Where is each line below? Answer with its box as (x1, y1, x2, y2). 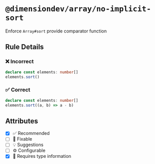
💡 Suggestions (12, 142, 44, 148)
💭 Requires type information (12, 153, 72, 159)
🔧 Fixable (12, 136, 33, 142)
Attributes (5, 117, 38, 125)
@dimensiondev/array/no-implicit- (5, 4, 151, 14)
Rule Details (5, 43, 44, 51)
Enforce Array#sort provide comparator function (5, 28, 107, 34)
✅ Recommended (12, 130, 50, 136)
